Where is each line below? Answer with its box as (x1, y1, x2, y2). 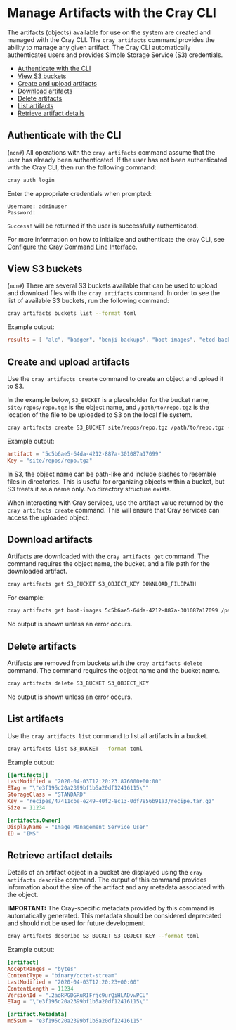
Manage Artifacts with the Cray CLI (7, 5, 216, 21)
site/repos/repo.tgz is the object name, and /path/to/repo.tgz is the (7, 403, 209, 411)
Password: (7, 209, 37, 216)
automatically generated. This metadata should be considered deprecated (7, 912, 222, 920)
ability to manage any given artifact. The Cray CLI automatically (7, 43, 191, 51)
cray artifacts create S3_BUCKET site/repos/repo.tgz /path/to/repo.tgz (7, 424, 225, 431)
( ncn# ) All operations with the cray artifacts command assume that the (7, 148, 216, 156)
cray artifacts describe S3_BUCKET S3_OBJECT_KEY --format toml (7, 933, 199, 940)
